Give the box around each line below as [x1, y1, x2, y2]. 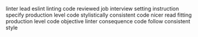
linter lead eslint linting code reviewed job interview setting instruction [5, 5, 179, 12]
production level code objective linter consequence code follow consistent [5, 18, 191, 24]
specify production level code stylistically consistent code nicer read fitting [5, 11, 192, 18]
